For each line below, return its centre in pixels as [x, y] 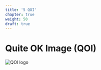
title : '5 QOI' [21, 10]
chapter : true [20, 14]
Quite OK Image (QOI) [51, 48]
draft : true [17, 24]
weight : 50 [16, 19]
